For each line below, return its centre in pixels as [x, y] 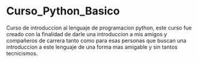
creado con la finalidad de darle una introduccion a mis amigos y [87, 34]
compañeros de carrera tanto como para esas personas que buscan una [96, 40]
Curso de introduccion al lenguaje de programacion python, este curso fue [99, 28]
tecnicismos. [22, 53]
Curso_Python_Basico [63, 11]
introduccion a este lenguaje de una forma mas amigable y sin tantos [92, 47]
